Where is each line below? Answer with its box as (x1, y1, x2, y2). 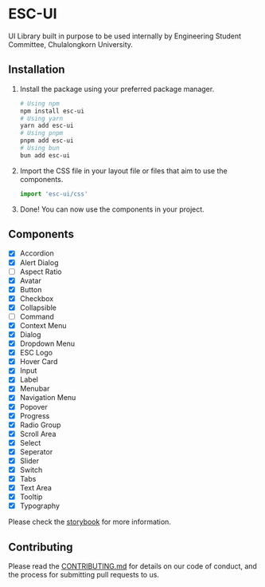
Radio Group (19, 420, 61, 430)
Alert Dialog (19, 257, 59, 268)
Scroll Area (19, 429, 57, 438)
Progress (19, 411, 50, 420)
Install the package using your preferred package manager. (19, 84, 215, 93)
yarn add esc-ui (19, 121, 74, 130)
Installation (8, 63, 65, 77)
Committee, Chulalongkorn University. (8, 39, 134, 49)
